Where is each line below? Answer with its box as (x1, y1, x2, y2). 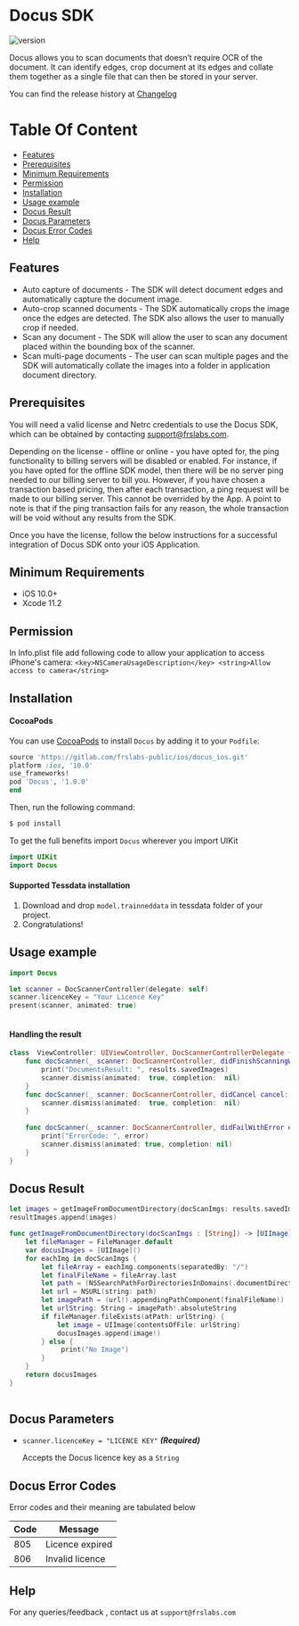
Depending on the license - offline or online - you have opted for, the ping (9, 445, 280, 456)
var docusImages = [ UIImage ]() (25, 1246, 141, 1255)
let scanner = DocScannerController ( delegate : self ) (9, 984, 209, 993)
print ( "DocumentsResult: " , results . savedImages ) (41, 1066, 229, 1074)
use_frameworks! (9, 769, 69, 778)
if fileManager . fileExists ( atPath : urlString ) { (41, 1312, 225, 1321)
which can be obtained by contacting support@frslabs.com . (9, 428, 230, 439)
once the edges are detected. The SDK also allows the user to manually (21, 312, 285, 323)
